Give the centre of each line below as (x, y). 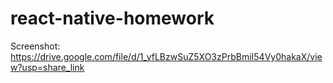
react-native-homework (112, 18)
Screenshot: (35, 46)
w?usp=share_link (47, 67)
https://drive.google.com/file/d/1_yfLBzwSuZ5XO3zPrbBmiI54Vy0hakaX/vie (166, 56)
